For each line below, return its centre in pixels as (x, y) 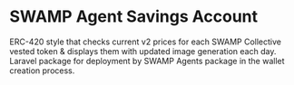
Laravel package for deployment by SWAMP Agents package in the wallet (147, 61)
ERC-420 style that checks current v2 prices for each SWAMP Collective (145, 42)
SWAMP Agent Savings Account (134, 17)
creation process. (42, 71)
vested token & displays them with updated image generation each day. (143, 51)
